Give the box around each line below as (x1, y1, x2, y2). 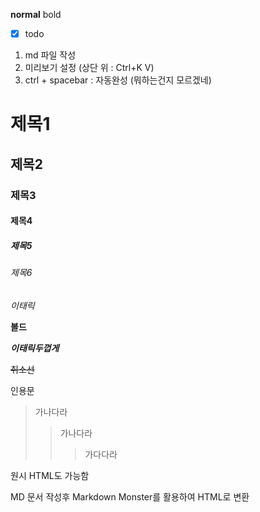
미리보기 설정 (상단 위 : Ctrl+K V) (24, 62, 155, 74)
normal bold (10, 9, 62, 20)
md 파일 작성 (24, 49, 77, 61)
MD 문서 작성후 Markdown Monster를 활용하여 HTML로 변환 (10, 490, 250, 503)
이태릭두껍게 (10, 342, 60, 354)
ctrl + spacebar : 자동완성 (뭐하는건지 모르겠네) (24, 74, 212, 86)
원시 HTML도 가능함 (10, 469, 90, 481)
